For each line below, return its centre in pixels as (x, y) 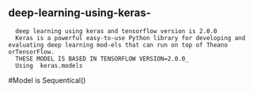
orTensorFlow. (32, 52)
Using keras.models (49, 65)
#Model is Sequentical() (47, 80)
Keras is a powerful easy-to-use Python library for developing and (130, 38)
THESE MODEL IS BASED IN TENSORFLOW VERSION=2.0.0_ (102, 58)
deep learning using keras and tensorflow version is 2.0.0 (116, 31)
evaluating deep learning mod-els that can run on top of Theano (118, 45)
